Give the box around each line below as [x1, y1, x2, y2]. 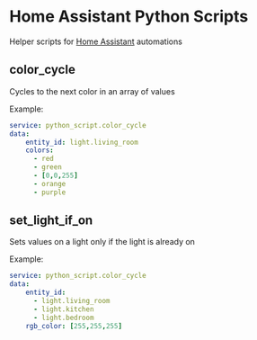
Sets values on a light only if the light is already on [9, 237, 196, 247]
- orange [32, 179, 66, 188]
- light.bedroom [32, 313, 94, 322]
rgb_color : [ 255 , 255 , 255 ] [25, 321, 123, 330]
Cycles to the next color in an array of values [9, 85, 175, 96]
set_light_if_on [9, 213, 93, 228]
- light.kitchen [32, 304, 94, 314]
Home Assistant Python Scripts [9, 6, 249, 27]
